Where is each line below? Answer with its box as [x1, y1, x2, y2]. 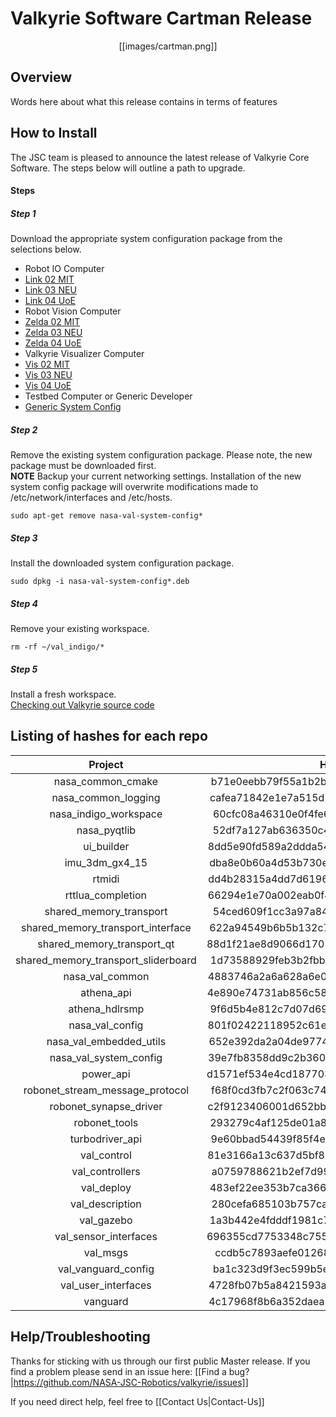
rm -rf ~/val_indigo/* [10, 642, 105, 652]
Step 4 [10, 597, 39, 609]
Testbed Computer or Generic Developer [24, 390, 193, 402]
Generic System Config [24, 401, 122, 413]
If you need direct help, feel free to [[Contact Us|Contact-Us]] [10, 1395, 265, 1407]
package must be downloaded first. [10, 460, 157, 472]
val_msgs [83, 1245, 129, 1259]
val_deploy [80, 1180, 132, 1194]
